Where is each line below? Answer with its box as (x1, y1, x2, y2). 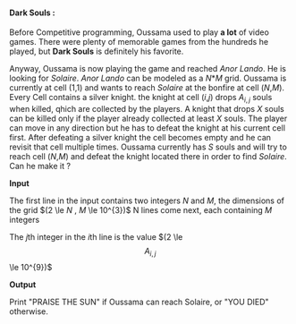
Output (9, 278, 37, 290)
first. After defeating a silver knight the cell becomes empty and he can (9, 132, 271, 142)
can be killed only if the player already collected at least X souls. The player (9, 113, 288, 124)
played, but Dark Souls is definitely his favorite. (9, 46, 184, 57)
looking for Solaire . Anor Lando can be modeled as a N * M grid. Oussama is (9, 72, 287, 84)
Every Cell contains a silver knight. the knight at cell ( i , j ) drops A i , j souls (9, 92, 273, 105)
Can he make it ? (9, 161, 72, 171)
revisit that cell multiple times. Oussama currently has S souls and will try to (9, 141, 288, 152)
